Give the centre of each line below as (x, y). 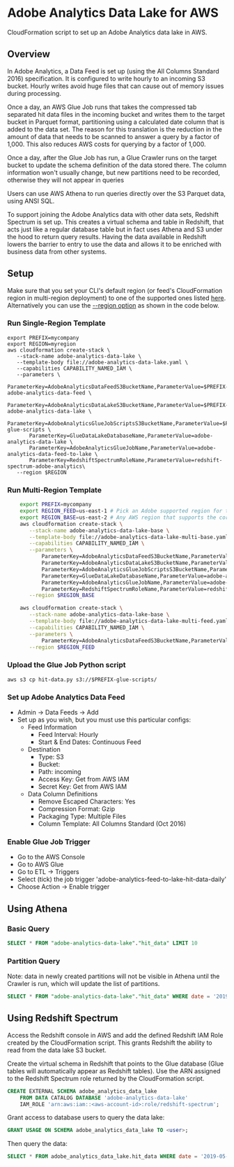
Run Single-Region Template (56, 323)
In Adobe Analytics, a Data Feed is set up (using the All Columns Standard (113, 71)
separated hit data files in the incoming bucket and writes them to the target (116, 114)
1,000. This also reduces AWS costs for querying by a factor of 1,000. (107, 144)
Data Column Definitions (63, 794)
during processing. (34, 93)
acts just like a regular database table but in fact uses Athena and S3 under (115, 229)
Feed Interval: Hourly (68, 735)
